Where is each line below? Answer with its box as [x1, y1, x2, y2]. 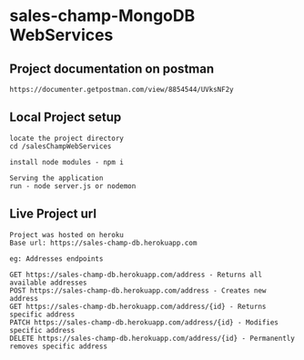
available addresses [9, 278, 88, 287]
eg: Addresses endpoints [9, 254, 104, 264]
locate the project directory [9, 134, 125, 143]
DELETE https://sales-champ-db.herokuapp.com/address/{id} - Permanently [9, 334, 296, 343]
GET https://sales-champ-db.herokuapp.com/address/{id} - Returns [9, 302, 267, 311]
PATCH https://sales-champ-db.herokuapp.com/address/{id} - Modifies [9, 317, 279, 327]
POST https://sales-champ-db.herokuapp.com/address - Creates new [9, 285, 267, 295]
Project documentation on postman [9, 61, 215, 76]
